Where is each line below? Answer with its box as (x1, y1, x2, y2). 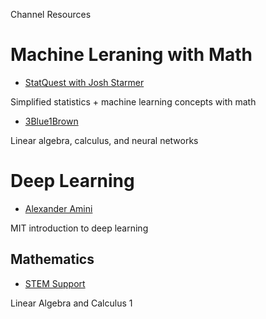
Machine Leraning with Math (10, 44, 253, 66)
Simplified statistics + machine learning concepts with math (10, 95, 257, 108)
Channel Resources (10, 9, 92, 20)
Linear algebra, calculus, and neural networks (10, 134, 199, 146)
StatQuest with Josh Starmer (24, 76, 145, 88)
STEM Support (24, 277, 86, 289)
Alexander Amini (24, 202, 93, 214)
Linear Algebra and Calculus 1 (10, 297, 133, 309)
